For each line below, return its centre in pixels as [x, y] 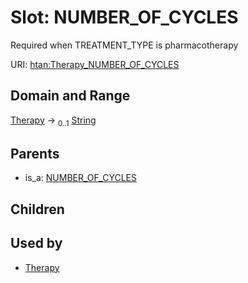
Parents [35, 153]
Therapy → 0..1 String [53, 121]
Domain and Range [70, 96]
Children [37, 209]
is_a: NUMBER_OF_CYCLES [80, 178]
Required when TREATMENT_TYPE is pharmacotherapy [124, 45]
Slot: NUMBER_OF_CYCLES [124, 17]
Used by [36, 243]
